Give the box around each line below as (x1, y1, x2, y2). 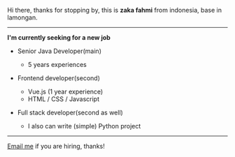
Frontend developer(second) (17, 74, 100, 82)
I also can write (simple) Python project (27, 122, 141, 130)
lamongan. (7, 13, 38, 22)
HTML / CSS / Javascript (27, 95, 100, 103)
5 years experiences (27, 61, 87, 68)
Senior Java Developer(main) (17, 47, 101, 55)
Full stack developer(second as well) (17, 108, 124, 117)
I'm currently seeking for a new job (7, 33, 111, 41)
